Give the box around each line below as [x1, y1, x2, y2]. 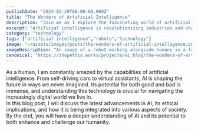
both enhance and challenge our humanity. [6, 118, 110, 125]
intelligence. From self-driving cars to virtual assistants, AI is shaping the [6, 75, 183, 82]
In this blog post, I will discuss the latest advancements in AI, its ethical [6, 99, 179, 106]
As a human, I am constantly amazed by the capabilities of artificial [6, 68, 169, 75]
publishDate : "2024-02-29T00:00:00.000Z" [6, 8, 110, 15]
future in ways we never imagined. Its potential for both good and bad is [6, 80, 181, 88]
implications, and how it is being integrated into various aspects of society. [6, 106, 187, 113]
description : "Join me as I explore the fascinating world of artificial [6, 19, 192, 25]
